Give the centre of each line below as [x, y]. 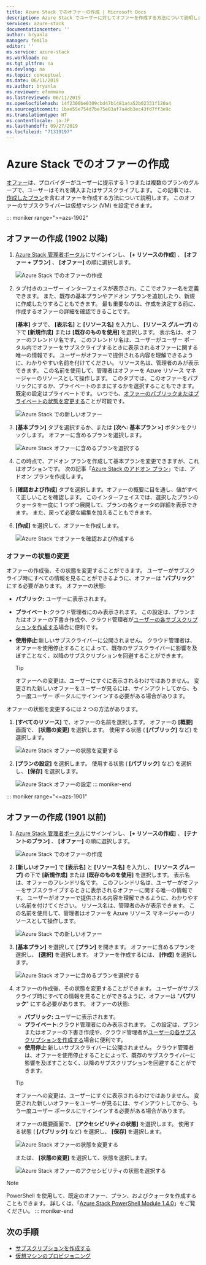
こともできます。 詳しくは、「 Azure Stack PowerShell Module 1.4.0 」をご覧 [101, 1203]
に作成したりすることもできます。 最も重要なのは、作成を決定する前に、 [107, 303]
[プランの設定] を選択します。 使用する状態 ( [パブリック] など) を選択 [103, 764]
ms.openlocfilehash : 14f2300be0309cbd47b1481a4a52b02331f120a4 [89, 103]
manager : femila [27, 41]
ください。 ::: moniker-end [40, 1211]
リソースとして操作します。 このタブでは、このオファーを [115, 378]
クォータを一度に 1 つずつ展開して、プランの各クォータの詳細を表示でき [106, 505]
